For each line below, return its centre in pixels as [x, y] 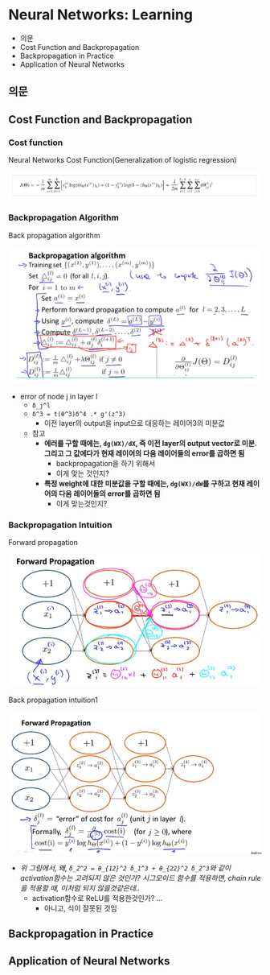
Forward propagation [43, 542]
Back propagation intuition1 [53, 700]
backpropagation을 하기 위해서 [106, 463]
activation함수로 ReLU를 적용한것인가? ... [97, 898]
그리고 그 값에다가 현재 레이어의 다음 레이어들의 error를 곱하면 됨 [144, 453]
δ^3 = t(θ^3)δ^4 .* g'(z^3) [79, 414]
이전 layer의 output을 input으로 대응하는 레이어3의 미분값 [134, 423]
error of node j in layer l [59, 396]
